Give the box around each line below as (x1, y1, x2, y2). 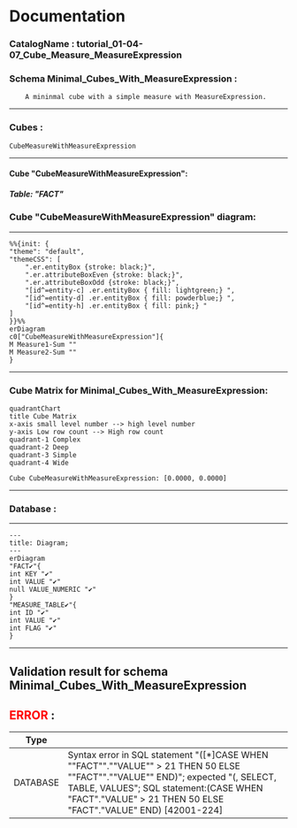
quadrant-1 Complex (9, 435, 81, 444)
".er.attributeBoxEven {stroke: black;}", (25, 270, 184, 280)
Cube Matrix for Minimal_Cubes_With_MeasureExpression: (9, 384, 269, 396)
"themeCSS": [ (9, 255, 62, 264)
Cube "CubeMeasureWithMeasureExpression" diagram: (9, 211, 256, 223)
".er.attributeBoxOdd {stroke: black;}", (25, 278, 179, 287)
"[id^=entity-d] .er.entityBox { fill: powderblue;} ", (25, 294, 236, 303)
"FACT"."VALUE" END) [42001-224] (67, 804, 224, 816)
